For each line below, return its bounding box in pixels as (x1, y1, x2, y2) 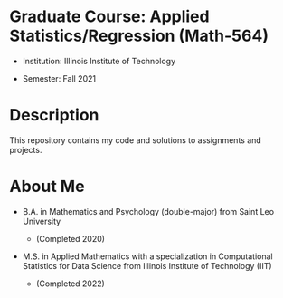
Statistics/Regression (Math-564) (9, 25, 269, 46)
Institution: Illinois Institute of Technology (22, 55, 176, 66)
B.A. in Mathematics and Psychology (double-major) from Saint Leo (22, 206, 274, 216)
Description (9, 105, 99, 126)
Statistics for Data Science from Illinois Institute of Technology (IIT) (22, 260, 273, 271)
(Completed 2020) (35, 233, 106, 244)
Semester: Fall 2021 (22, 72, 97, 83)
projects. (9, 144, 42, 155)
